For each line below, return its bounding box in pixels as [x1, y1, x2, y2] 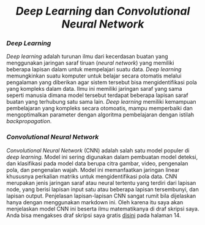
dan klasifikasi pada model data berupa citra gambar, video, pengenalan [6, 160, 188, 167]
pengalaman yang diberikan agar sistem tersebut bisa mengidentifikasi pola [6, 79, 197, 86]
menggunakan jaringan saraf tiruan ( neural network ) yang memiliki [6, 59, 174, 66]
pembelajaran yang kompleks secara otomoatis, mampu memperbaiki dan [6, 105, 193, 112]
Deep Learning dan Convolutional [15, 4, 190, 18]
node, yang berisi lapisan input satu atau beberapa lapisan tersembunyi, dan [6, 185, 199, 193]
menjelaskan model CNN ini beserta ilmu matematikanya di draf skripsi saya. [6, 205, 199, 212]
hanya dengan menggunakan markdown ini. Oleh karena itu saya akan [6, 198, 184, 205]
